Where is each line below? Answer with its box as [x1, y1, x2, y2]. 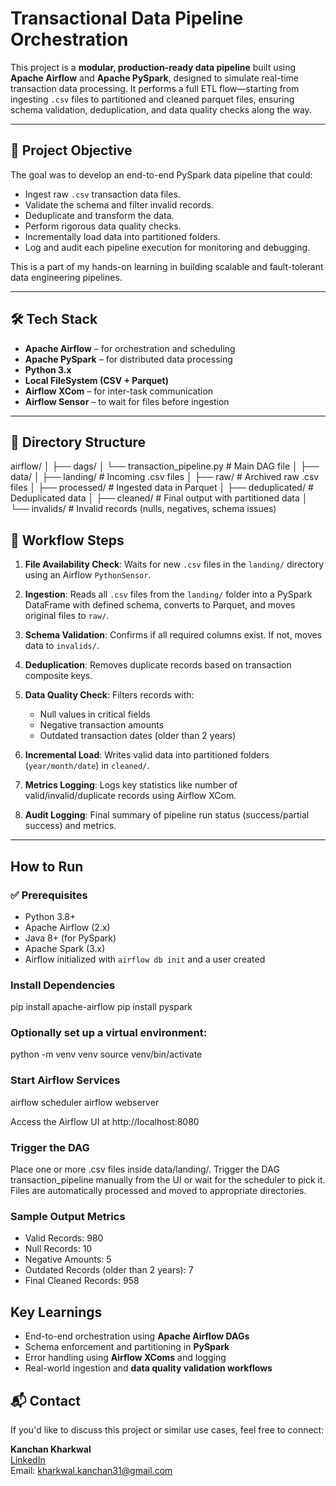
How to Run [10, 858, 84, 875]
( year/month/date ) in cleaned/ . [24, 760, 150, 772]
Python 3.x [24, 363, 72, 376]
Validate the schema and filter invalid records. [24, 198, 214, 211]
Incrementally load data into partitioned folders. [24, 230, 221, 242]
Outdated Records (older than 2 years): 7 [24, 1264, 194, 1276]
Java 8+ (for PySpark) [24, 932, 117, 944]
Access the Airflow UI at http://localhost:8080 [10, 1115, 200, 1127]
